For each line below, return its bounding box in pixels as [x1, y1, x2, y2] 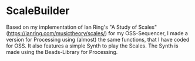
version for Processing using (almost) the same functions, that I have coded [6, 36, 190, 43]
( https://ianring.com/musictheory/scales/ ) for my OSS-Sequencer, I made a [6, 29, 188, 36]
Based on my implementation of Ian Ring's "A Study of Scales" [6, 23, 157, 30]
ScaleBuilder [6, 4, 70, 18]
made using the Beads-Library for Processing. [6, 48, 118, 55]
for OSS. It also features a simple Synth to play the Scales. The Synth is [6, 42, 179, 49]
